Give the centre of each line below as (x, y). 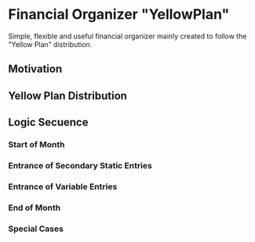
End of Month (35, 208)
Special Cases (36, 229)
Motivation (35, 69)
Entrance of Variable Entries (63, 186)
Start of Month (36, 145)
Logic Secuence (48, 123)
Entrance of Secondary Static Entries (80, 165)
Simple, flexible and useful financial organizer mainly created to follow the (127, 36)
